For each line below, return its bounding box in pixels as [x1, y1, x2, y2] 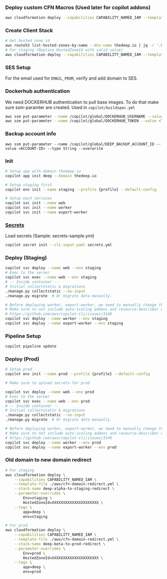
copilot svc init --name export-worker [5, 210, 88, 215]
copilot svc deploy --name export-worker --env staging [5, 321, 123, 326]
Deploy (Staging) [5, 254, 47, 261]
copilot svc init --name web [5, 200, 66, 205]
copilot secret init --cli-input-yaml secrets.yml [5, 243, 112, 248]
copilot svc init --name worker [5, 205, 72, 210]
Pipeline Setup [5, 332, 41, 339]
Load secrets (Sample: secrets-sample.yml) [5, 233, 94, 239]
